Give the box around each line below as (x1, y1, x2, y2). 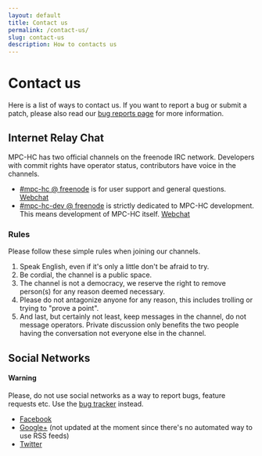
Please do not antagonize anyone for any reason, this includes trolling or (19, 295, 253, 305)
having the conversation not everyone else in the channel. (19, 329, 206, 338)
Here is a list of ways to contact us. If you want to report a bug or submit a (8, 100, 248, 110)
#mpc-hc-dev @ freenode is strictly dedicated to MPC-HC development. (19, 201, 254, 210)
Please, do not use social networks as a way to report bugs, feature (8, 390, 226, 400)
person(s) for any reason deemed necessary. (19, 287, 166, 297)
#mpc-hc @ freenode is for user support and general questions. (19, 184, 227, 193)
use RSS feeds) (19, 431, 70, 440)
